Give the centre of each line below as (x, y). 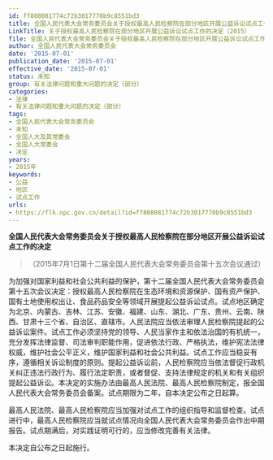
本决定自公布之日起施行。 (51, 448)
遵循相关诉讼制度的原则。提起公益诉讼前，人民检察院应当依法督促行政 (140, 362)
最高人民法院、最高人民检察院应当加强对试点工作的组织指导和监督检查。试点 (136, 410)
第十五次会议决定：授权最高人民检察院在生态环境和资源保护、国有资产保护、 (136, 291)
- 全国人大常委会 (33, 144)
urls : (17, 205)
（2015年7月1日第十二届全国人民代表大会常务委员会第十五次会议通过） (147, 264)
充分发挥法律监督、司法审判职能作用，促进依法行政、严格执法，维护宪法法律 (136, 342)
